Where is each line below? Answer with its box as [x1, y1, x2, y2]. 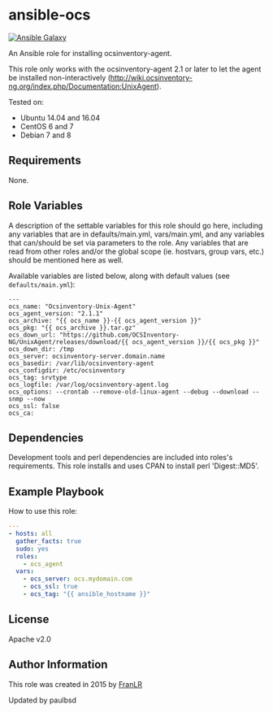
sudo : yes [15, 545, 49, 553]
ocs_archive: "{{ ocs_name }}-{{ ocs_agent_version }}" [8, 316, 201, 324]
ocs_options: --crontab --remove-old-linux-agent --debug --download [8, 388, 249, 396]
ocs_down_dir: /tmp [8, 345, 75, 353]
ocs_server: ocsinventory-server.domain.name [8, 352, 165, 360]
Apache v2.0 [8, 634, 51, 644]
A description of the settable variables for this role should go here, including [8, 220, 263, 230]
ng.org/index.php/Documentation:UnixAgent [8, 81, 157, 91]
